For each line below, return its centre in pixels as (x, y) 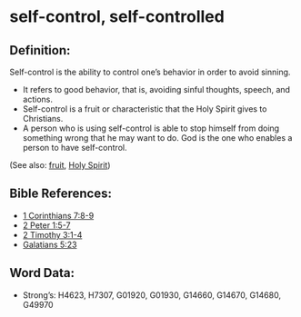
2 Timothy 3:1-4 (52, 234)
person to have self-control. (75, 148)
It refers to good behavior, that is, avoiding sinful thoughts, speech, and (156, 89)
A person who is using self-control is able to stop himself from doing (151, 128)
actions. (37, 99)
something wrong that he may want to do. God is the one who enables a (157, 138)
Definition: (40, 50)
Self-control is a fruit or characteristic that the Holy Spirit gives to (145, 109)
